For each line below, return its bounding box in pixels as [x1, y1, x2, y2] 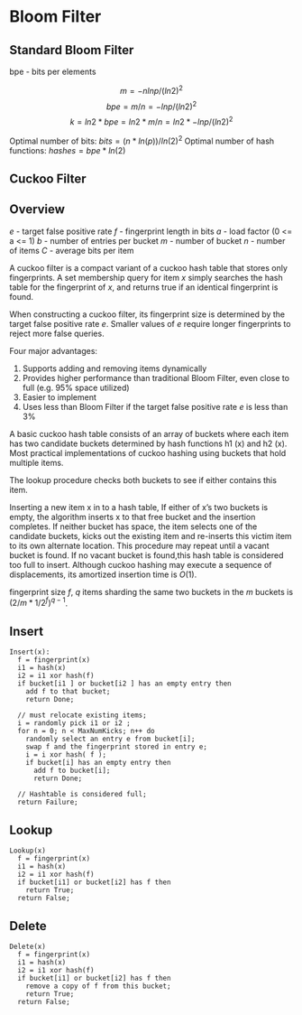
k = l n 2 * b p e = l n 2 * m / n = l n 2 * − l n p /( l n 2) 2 [69, 115, 233, 127]
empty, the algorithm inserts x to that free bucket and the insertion [9, 511, 256, 522]
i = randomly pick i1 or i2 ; [17, 719, 131, 728]
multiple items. [9, 457, 64, 468]
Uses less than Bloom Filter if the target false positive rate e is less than [22, 401, 288, 412]
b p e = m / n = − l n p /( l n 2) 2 [105, 99, 197, 112]
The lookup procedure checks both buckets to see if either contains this [9, 474, 278, 485]
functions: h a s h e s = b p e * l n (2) [9, 144, 126, 155]
